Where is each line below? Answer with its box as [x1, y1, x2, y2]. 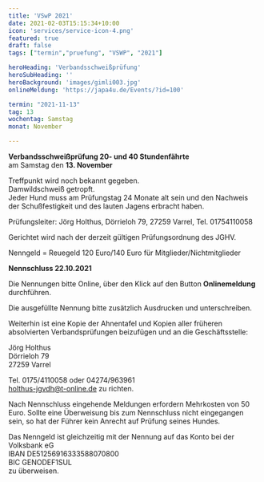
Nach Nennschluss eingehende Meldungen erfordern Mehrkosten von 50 [8, 399, 250, 409]
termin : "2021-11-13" [8, 100, 81, 108]
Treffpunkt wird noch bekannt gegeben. [8, 176, 140, 185]
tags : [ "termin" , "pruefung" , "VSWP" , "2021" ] [8, 49, 162, 57]
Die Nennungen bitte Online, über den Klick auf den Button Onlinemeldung [8, 279, 256, 289]
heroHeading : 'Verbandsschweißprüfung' [8, 63, 142, 72]
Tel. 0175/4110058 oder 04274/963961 [8, 375, 135, 385]
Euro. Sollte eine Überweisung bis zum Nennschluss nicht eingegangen [8, 408, 244, 417]
